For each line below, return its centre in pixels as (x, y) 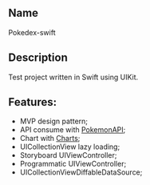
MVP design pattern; (54, 121)
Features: (33, 102)
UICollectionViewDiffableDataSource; (81, 172)
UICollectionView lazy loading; (70, 147)
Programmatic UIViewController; (73, 164)
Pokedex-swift (32, 32)
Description (38, 58)
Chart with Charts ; (50, 139)
